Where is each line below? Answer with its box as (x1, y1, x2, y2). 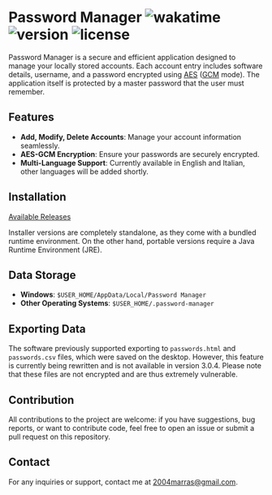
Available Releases (8, 211, 71, 221)
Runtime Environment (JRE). (8, 245, 103, 254)
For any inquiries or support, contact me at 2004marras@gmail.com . (8, 476, 238, 487)
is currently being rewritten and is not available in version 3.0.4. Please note (8, 361, 262, 371)
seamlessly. (19, 141, 60, 150)
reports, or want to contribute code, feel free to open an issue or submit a (8, 423, 254, 432)
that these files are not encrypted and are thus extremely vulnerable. (8, 370, 238, 380)
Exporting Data (8, 322, 87, 336)
